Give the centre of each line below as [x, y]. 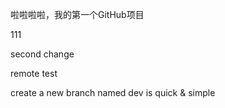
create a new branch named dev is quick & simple [113, 92]
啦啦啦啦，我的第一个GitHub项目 [77, 14]
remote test [34, 73]
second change [42, 54]
